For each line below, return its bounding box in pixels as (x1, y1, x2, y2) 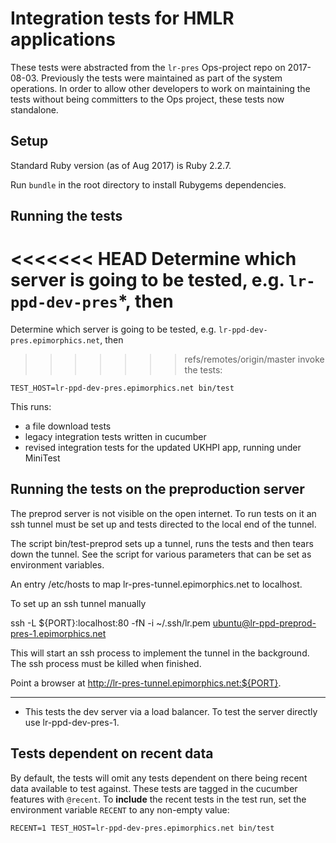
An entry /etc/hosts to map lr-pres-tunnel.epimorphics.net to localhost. (10, 578, 303, 590)
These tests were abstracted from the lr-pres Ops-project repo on (10, 61, 286, 73)
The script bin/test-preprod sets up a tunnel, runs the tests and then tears (10, 537, 314, 549)
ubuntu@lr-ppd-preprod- (212, 617, 317, 629)
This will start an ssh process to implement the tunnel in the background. (10, 647, 310, 659)
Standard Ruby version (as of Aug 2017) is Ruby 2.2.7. (10, 159, 232, 171)
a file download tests (24, 420, 112, 432)
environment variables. (10, 558, 105, 571)
